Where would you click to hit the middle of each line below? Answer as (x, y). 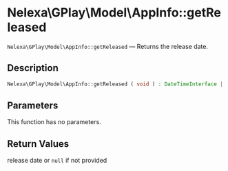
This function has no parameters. (54, 122)
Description (33, 68)
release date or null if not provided (57, 161)
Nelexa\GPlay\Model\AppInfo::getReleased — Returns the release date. (108, 46)
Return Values (38, 144)
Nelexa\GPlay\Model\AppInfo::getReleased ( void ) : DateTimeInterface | (115, 84)
